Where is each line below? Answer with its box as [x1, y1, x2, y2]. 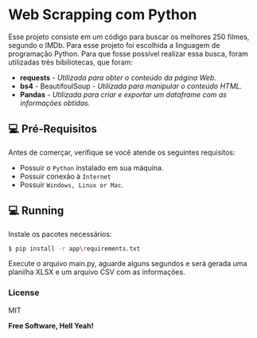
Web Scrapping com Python [8, 6, 197, 24]
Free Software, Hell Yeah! [8, 320, 94, 330]
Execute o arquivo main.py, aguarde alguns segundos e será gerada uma [8, 259, 247, 269]
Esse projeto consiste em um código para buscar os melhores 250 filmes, [8, 32, 250, 41]
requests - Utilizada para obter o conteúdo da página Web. [19, 73, 217, 82]
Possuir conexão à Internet [19, 171, 111, 181]
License [8, 287, 40, 298]
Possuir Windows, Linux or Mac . [19, 179, 124, 189]
